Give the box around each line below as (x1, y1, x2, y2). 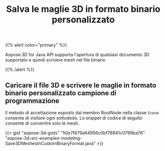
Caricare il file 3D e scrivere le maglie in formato (5, 81, 157, 89)
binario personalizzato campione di (5, 88, 116, 97)
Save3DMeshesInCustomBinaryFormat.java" (5, 141, 96, 146)
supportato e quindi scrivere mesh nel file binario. (5, 57, 107, 63)
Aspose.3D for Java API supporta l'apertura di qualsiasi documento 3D (5, 52, 150, 58)
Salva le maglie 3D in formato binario (6, 3, 161, 15)
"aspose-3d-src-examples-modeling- (5, 135, 83, 141)
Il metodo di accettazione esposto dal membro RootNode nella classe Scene (5, 110, 159, 115)
